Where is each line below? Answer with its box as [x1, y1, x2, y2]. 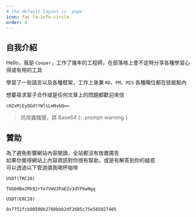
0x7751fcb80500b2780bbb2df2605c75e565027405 [6, 206, 117, 212]
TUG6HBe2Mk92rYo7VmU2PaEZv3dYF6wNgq [6, 186, 96, 192]
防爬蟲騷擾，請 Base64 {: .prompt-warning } [20, 114, 128, 121]
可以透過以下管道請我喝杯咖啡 [6, 164, 78, 171]
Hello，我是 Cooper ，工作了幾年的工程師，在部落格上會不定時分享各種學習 [6, 59, 185, 66]
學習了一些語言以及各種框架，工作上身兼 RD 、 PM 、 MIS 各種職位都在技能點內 [6, 79, 187, 86]
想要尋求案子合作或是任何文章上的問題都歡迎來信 [6, 91, 124, 98]
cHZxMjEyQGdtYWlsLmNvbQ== [6, 103, 69, 109]
